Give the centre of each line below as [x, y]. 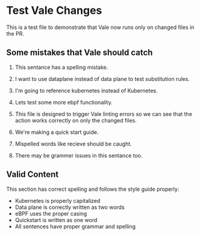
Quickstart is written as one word [56, 220]
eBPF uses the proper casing [51, 213]
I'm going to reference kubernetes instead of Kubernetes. [86, 91]
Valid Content [33, 175]
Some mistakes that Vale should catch [80, 53]
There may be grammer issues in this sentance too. [79, 155]
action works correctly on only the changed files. [76, 120]
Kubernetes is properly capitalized [58, 200]
